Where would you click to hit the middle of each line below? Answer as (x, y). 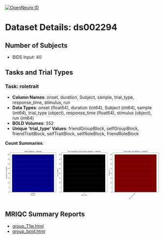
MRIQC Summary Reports (45, 214)
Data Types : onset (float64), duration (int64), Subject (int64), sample (82, 107)
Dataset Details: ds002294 (61, 27)
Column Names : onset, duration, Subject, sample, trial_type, (73, 97)
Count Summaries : (24, 143)
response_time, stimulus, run (41, 102)
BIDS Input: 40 (27, 57)
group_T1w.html (28, 226)
